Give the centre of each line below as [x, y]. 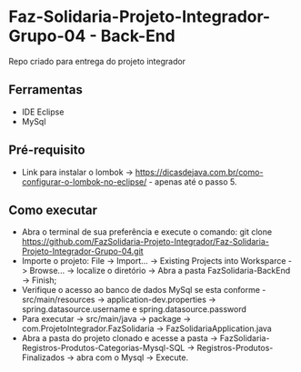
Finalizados [43, 357]
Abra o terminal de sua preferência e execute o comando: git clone [147, 232]
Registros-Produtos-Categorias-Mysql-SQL [103, 348]
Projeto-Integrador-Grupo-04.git [82, 251]
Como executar [53, 210]
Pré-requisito [47, 151]
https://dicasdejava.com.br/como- [199, 172]
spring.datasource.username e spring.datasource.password [134, 309]
